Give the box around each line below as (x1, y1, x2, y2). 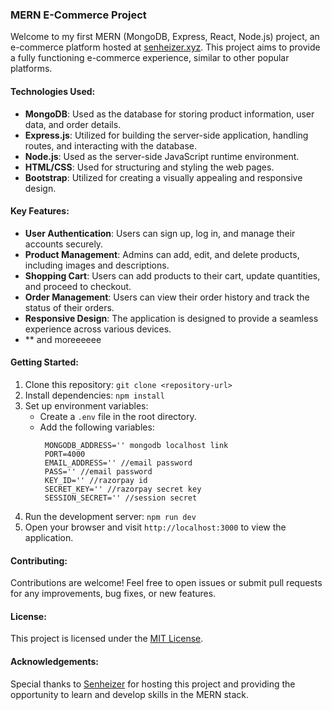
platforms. (10, 63, 53, 75)
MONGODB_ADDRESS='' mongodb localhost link (44, 440, 229, 450)
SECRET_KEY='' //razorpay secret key (44, 484, 202, 494)
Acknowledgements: (10, 655, 100, 667)
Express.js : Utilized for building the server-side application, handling (24, 129, 309, 141)
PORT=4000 (44, 449, 86, 459)
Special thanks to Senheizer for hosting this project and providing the (10, 678, 296, 690)
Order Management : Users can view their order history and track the (24, 291, 310, 303)
